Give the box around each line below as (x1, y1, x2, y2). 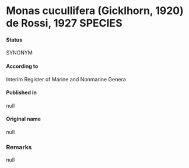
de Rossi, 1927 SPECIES (6, 16, 123, 30)
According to (6, 63, 38, 70)
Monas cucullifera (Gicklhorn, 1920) (6, 4, 184, 18)
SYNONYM (6, 49, 33, 56)
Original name (6, 115, 41, 122)
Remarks (6, 143, 32, 151)
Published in (6, 89, 37, 96)
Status (6, 36, 23, 43)
